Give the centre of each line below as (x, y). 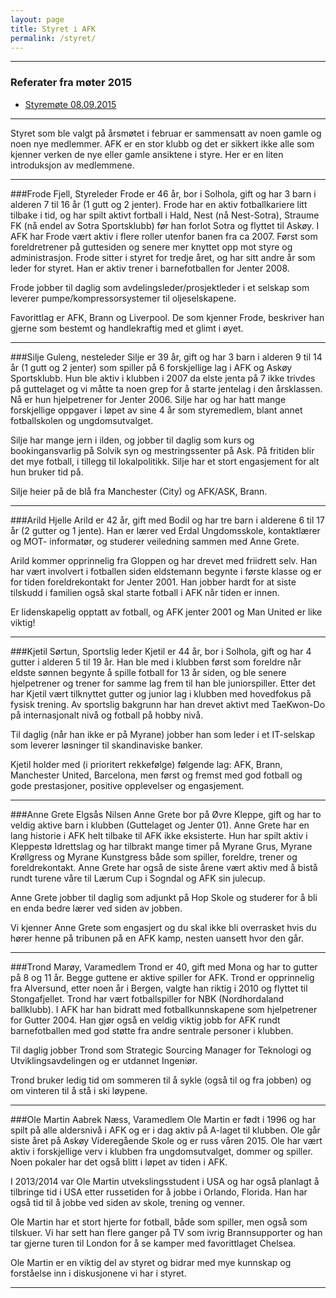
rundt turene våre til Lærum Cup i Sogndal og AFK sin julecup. (138, 878)
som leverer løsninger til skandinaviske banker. (106, 745)
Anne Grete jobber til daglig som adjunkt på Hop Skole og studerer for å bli (164, 897)
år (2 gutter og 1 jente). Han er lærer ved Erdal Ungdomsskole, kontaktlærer (165, 530)
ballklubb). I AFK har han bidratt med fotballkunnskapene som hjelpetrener (164, 1009)
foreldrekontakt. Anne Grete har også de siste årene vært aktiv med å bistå (164, 867)
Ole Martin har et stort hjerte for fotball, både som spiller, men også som (159, 1222)
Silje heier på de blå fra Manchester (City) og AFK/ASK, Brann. (139, 491)
